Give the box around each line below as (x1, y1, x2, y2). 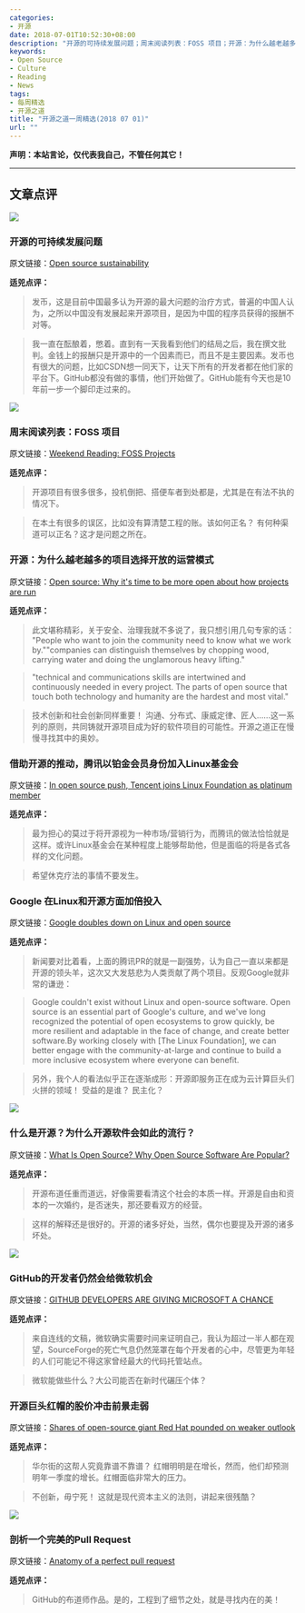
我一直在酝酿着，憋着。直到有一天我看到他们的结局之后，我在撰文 (31, 338, 279, 350)
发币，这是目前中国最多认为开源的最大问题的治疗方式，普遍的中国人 (31, 296, 287, 307)
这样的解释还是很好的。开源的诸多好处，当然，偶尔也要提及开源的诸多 (31, 1219, 295, 1230)
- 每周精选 (9, 97, 45, 107)
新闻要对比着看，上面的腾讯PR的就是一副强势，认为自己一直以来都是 (31, 956, 289, 967)
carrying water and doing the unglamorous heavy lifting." (31, 653, 245, 664)
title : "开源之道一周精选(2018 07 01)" (9, 115, 150, 124)
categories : (9, 13, 54, 23)
